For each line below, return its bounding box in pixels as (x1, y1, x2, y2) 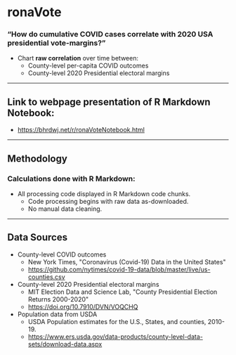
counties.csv (27, 272, 65, 281)
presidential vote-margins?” (7, 38, 106, 48)
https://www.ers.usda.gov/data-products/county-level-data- (27, 332, 204, 341)
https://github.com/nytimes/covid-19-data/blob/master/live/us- (27, 265, 211, 273)
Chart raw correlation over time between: (17, 54, 139, 63)
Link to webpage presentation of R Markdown (7, 96, 211, 108)
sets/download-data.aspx (27, 340, 103, 348)
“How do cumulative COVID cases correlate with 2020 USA (7, 30, 214, 39)
